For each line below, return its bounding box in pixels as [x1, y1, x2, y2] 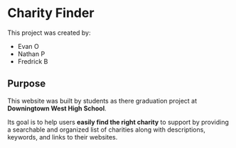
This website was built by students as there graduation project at [7, 96, 198, 105]
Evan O [17, 42, 39, 50]
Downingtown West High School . [7, 104, 107, 113]
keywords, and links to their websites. [7, 132, 118, 141]
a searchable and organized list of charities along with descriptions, [7, 125, 206, 134]
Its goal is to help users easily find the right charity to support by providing [7, 118, 230, 126]
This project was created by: [7, 28, 91, 37]
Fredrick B [17, 57, 48, 65]
